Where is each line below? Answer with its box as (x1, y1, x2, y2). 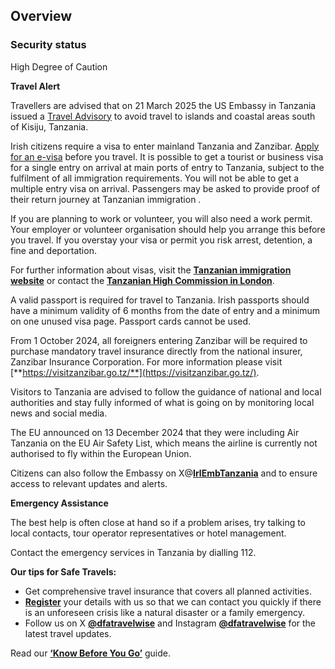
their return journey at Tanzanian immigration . (10, 193, 202, 205)
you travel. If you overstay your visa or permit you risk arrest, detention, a (10, 234, 313, 246)
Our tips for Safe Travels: (10, 565, 117, 578)
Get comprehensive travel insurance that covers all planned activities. (24, 585, 312, 597)
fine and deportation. (10, 244, 97, 256)
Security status (10, 38, 87, 52)
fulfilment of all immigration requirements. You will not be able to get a (10, 172, 300, 184)
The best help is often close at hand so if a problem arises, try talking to (10, 516, 307, 528)
